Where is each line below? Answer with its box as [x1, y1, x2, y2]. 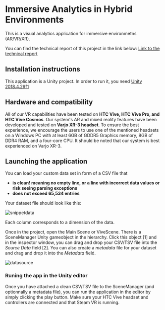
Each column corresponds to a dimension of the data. [5, 220, 115, 226]
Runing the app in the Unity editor [5, 272, 88, 279]
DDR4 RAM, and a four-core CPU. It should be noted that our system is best [5, 138, 160, 144]
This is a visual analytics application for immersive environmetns [5, 30, 137, 36]
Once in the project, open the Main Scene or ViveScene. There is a [5, 229, 141, 235]
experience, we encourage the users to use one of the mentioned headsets [5, 127, 159, 133]
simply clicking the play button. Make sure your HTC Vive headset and [5, 294, 149, 300]
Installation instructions [5, 65, 80, 74]
